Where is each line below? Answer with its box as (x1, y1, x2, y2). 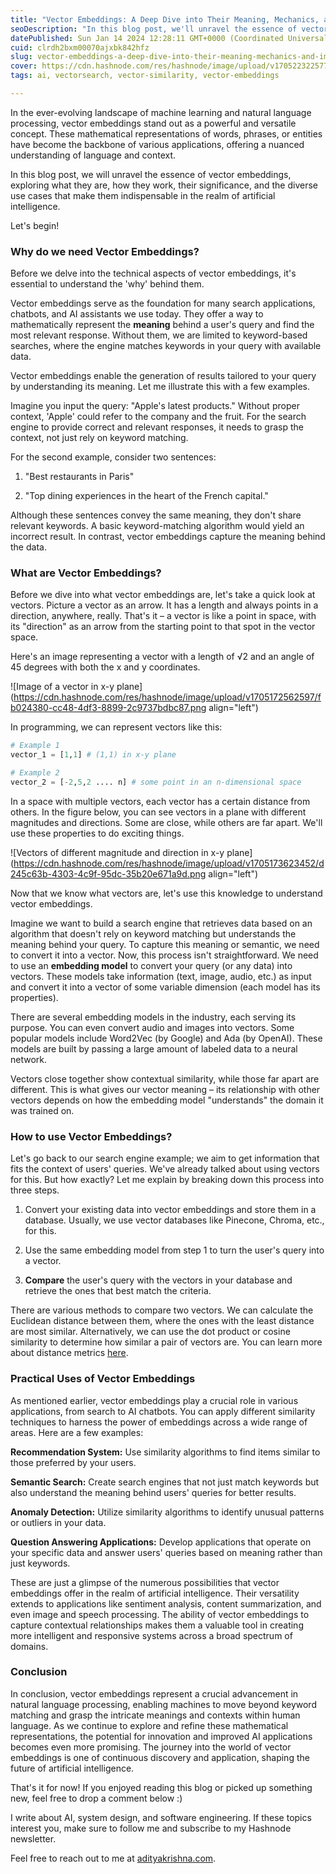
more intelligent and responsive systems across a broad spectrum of (10, 1629, 293, 1641)
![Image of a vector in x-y (10, 681, 115, 693)
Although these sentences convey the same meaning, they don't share (10, 509, 302, 521)
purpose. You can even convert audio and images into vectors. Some (10, 1021, 295, 1033)
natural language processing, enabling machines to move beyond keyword (10, 1698, 317, 1710)
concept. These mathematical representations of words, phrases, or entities (10, 127, 323, 140)
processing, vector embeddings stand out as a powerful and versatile (10, 117, 297, 129)
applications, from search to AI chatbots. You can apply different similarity (10, 1405, 316, 1417)
